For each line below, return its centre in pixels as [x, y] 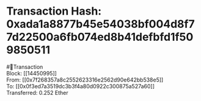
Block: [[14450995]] [31, 73]
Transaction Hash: [54, 11]
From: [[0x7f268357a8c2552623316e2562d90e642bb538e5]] [85, 80]
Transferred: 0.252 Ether [37, 92]
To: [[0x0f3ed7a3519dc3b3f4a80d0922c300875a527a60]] [80, 86]
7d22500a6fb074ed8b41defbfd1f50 [100, 37]
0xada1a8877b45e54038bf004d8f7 [101, 24]
